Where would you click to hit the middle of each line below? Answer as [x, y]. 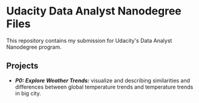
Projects [22, 66]
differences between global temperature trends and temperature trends [104, 87]
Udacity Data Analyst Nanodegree [94, 11]
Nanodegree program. [34, 47]
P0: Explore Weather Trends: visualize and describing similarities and [103, 80]
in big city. [28, 93]
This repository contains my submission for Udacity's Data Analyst [89, 40]
